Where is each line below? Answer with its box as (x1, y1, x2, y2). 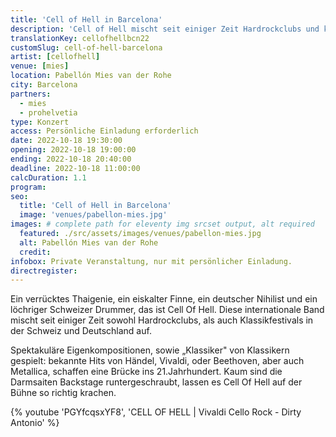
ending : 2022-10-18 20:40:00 (10, 154, 132, 164)
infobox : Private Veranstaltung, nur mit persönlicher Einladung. (10, 256, 293, 266)
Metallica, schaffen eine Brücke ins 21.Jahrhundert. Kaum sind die (10, 366, 283, 378)
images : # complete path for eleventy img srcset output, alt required (10, 219, 315, 230)
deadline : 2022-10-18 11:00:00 (10, 163, 141, 173)
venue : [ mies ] (10, 61, 70, 71)
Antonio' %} (10, 417, 60, 429)
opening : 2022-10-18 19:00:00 (10, 145, 137, 155)
